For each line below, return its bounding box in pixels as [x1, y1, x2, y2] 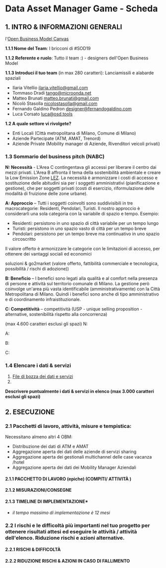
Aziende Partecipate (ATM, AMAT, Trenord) [12, 136, 101, 141]
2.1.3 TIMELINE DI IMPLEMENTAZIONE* [5, 499, 88, 505]
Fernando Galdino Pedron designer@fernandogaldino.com [12, 106, 132, 111]
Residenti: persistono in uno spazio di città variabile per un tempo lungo [12, 220, 159, 226]
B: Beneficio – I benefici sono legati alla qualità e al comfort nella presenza [5, 275, 158, 281]
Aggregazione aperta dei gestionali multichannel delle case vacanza [12, 454, 152, 460]
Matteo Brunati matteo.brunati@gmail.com [12, 95, 99, 101]
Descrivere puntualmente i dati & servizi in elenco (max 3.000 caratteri [5, 388, 155, 394]
